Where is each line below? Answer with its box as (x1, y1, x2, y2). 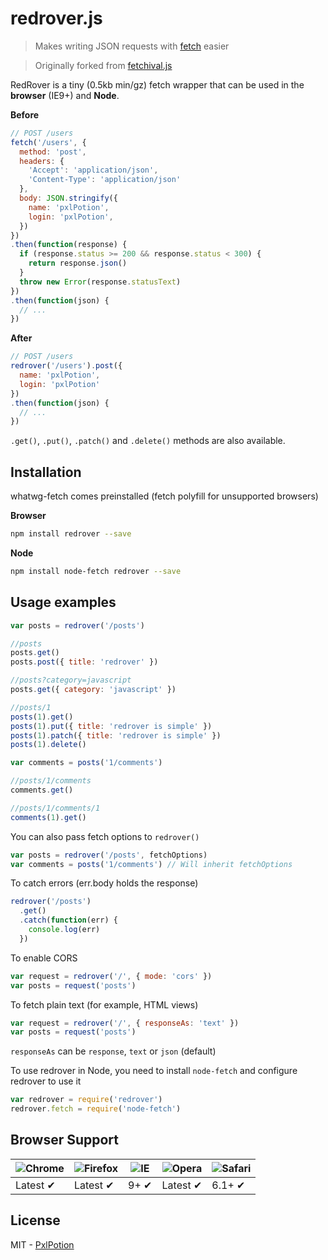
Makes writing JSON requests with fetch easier (34, 40, 230, 52)
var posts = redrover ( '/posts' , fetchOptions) (10, 850, 208, 860)
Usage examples (10, 594, 117, 611)
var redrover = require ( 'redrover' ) (10, 1095, 163, 1105)
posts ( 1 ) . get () (10, 712, 74, 722)
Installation (10, 463, 82, 481)
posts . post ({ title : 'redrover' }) (10, 657, 159, 667)
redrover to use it (10, 1075, 82, 1087)
